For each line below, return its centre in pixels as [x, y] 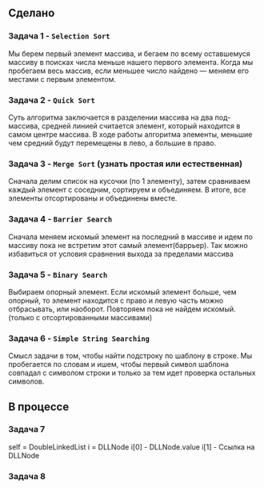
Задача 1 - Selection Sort [59, 36]
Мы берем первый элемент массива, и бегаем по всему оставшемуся [129, 53]
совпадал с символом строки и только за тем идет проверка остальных [132, 373]
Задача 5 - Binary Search [58, 274]
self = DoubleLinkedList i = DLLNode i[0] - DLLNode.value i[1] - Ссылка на [132, 447]
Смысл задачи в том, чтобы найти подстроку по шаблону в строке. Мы [130, 356]
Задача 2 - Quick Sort [52, 100]
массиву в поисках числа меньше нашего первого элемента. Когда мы [131, 62]
